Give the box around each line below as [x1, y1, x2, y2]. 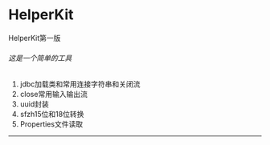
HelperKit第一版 [8, 33, 61, 42]
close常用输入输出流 [19, 90, 88, 99]
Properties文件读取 [19, 119, 83, 129]
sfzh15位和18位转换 [19, 110, 84, 119]
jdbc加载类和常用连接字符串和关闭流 [19, 79, 141, 89]
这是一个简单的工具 [8, 53, 72, 62]
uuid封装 [19, 99, 50, 109]
